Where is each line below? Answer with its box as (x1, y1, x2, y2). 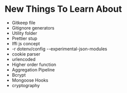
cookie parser (11, 51, 41, 57)
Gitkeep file (11, 20, 36, 26)
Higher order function (11, 62, 57, 67)
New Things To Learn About (4, 3, 122, 15)
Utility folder (11, 30, 38, 36)
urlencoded (11, 56, 36, 62)
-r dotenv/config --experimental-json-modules (11, 46, 108, 52)
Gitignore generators (11, 25, 55, 31)
